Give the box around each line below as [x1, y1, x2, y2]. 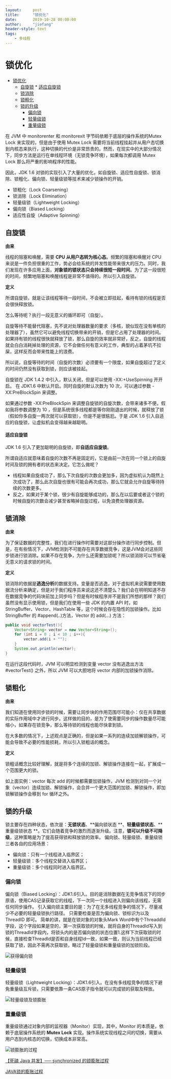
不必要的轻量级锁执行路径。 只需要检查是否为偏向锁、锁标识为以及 [9, 910, 149, 916]
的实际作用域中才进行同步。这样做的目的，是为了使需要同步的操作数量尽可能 [5, 715, 166, 722]
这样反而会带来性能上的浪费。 [14, 348, 77, 354]
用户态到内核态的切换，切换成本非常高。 [5, 1036, 90, 1042]
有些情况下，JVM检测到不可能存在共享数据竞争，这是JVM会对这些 [18, 546, 159, 552]
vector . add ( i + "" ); [23, 637, 67, 642]
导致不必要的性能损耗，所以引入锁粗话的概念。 [14, 739, 112, 745]
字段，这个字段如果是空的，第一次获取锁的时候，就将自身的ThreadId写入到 [5, 923, 163, 929]
